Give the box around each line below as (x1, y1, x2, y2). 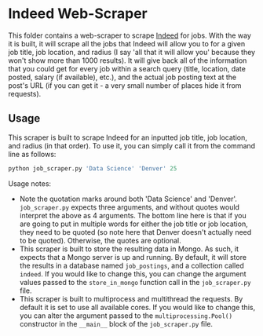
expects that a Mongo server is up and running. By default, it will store (19, 252, 247, 261)
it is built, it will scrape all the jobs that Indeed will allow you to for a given (8, 38, 246, 48)
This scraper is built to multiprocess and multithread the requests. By (19, 294, 243, 303)
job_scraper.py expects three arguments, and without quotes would (19, 202, 239, 212)
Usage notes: (8, 178, 52, 188)
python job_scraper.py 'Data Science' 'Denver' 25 (8, 164, 177, 173)
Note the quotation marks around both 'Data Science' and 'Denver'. (19, 194, 238, 203)
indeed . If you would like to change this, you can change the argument (19, 268, 247, 279)
